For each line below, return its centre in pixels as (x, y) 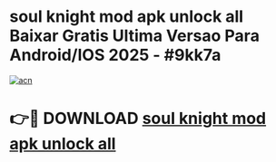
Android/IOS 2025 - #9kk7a (115, 55)
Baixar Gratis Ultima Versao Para (135, 36)
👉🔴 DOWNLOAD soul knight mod (138, 119)
